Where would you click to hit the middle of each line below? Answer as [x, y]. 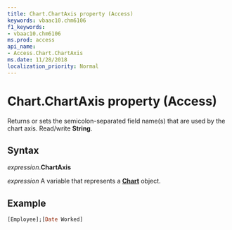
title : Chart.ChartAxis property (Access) [70, 14]
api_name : [22, 47]
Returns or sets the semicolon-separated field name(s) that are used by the [116, 121]
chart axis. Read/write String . [50, 128]
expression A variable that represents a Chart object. [84, 181]
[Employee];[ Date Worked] [45, 219]
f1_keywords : [26, 27]
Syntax [23, 150]
